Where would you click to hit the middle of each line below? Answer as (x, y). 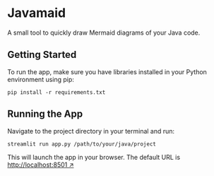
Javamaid (36, 13)
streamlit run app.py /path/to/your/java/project (82, 144)
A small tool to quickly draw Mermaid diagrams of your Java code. (104, 33)
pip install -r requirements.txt (57, 92)
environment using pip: (41, 79)
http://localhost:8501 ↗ (41, 165)
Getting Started (42, 55)
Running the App (45, 114)
